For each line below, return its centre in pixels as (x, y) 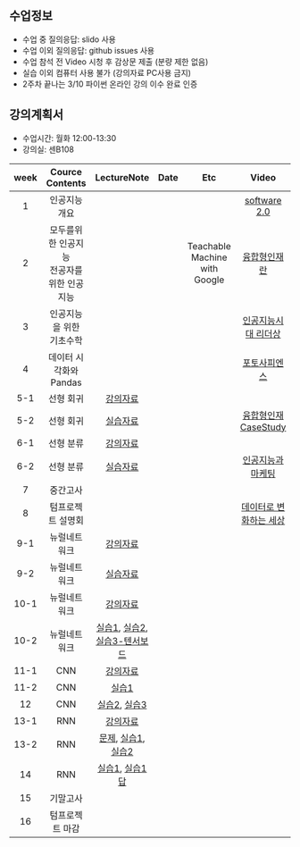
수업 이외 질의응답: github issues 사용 (88, 50)
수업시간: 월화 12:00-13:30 (69, 138)
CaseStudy (263, 427)
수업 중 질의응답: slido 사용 (69, 39)
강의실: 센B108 (48, 149)
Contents (66, 183)
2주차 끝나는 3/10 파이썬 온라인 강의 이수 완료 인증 (110, 84)
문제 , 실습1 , (122, 738)
